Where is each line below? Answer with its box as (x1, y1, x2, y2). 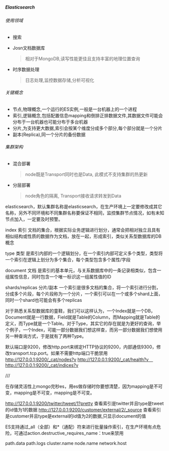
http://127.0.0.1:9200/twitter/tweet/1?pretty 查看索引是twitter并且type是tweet (5, 400, 164, 407)
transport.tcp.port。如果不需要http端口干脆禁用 (9, 350, 108, 356)
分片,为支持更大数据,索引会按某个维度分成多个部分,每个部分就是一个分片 (12, 125, 162, 131)
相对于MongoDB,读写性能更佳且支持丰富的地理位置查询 (25, 56, 140, 62)
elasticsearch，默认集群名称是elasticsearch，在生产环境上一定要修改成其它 (5, 203, 162, 209)
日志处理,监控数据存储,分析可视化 (25, 77, 94, 83)
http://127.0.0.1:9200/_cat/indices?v (5, 362, 79, 368)
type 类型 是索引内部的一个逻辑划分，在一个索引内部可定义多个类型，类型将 (5, 250, 163, 256)
